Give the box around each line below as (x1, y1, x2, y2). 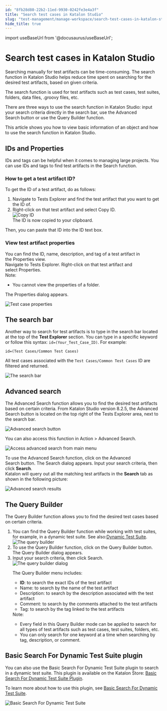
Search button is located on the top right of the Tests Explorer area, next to (5, 411, 159, 417)
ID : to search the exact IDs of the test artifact (19, 580, 112, 586)
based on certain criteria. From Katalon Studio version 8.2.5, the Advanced (5, 406, 158, 412)
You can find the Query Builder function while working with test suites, (12, 528, 157, 534)
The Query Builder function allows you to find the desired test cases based (5, 513, 159, 519)
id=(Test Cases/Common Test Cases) (5, 349, 79, 354)
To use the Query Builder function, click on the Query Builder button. (12, 544, 153, 550)
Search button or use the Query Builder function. (5, 115, 105, 121)
